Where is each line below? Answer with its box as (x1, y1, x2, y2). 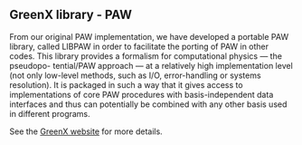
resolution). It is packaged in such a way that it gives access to (9, 79, 243, 90)
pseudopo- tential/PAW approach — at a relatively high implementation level (9, 60, 294, 71)
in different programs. (9, 108, 90, 119)
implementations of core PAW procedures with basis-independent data (9, 89, 274, 100)
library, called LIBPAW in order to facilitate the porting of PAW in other (9, 41, 269, 52)
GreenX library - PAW (9, 7, 133, 23)
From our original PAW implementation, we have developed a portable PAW (9, 31, 289, 42)
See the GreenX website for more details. (9, 126, 163, 137)
